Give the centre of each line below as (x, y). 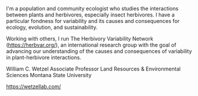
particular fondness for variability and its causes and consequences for (93, 21)
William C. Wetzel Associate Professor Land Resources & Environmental (93, 69)
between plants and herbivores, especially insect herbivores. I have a (90, 15)
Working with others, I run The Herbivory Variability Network (80, 39)
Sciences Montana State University (49, 75)
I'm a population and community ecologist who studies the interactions (92, 9)
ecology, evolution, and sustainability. (52, 27)
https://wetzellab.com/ (34, 87)
